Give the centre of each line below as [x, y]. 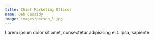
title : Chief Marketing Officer [38, 10]
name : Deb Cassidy [24, 14]
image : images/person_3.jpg [34, 19]
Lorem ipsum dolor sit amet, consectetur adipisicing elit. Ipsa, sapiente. [78, 33]
